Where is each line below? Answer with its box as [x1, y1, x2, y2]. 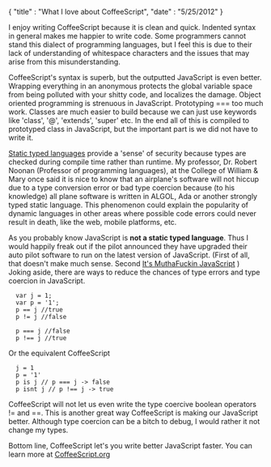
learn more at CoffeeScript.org [8, 449, 111, 459]
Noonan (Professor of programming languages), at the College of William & [8, 166, 259, 175]
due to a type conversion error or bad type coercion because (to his [8, 183, 235, 193]
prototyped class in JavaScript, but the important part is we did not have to [8, 125, 259, 134]
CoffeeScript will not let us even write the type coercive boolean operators [8, 400, 257, 409]
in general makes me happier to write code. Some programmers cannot [8, 32, 247, 40]
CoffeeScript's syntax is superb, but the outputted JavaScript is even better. [8, 73, 262, 82]
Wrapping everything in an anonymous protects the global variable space [8, 81, 253, 91]
